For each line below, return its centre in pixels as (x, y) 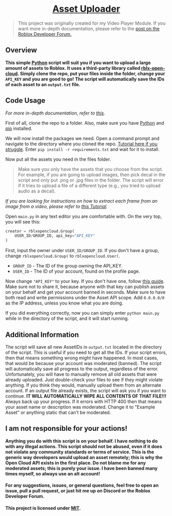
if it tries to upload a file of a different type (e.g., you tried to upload (89, 185)
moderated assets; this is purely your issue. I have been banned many (82, 468)
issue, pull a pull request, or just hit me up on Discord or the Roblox (78, 491)
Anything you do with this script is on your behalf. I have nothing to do (82, 441)
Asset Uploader (86, 9)
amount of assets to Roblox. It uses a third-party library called (73, 68)
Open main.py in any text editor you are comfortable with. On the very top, (84, 216)
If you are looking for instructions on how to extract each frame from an (81, 201)
